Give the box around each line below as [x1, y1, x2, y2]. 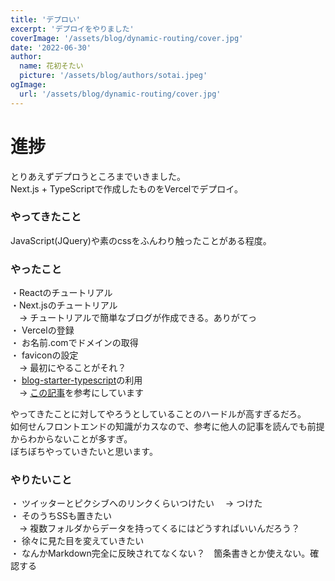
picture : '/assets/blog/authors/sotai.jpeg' [19, 71, 208, 81]
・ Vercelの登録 [10, 324, 75, 336]
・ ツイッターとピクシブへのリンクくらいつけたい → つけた [10, 497, 263, 510]
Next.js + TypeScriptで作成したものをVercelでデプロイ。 [10, 182, 243, 195]
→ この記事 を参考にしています [18, 387, 144, 399]
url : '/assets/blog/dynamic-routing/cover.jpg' [19, 89, 222, 99]
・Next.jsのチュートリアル [10, 299, 118, 311]
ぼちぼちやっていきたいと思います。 [10, 446, 158, 458]
